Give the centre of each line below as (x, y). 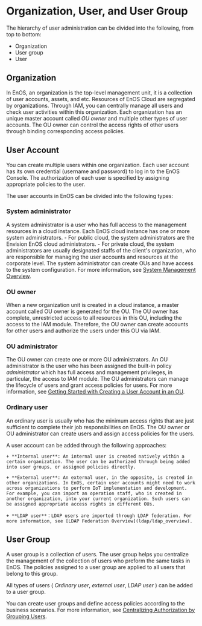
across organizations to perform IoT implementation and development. (97, 488)
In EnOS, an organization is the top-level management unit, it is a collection (99, 93)
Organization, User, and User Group (97, 11)
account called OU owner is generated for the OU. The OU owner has (93, 311)
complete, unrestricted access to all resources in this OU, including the (94, 318)
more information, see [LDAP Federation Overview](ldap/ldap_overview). (99, 521)
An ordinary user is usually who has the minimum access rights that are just (100, 420)
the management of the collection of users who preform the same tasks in (98, 561)
